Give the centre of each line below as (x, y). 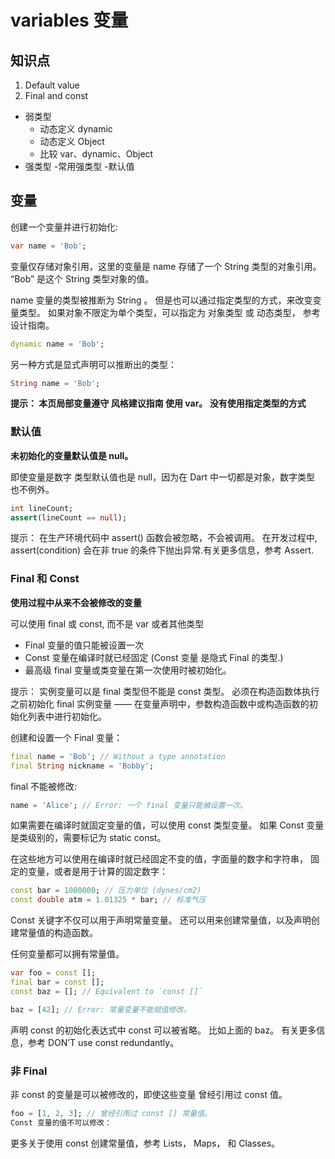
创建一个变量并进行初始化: (64, 227)
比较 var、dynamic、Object (96, 154)
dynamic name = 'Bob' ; (57, 344)
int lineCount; (42, 508)
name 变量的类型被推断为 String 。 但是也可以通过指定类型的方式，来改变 (161, 300)
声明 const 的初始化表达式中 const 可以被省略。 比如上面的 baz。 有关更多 (163, 1030)
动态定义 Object (72, 141)
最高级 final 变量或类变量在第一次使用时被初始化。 (128, 670)
